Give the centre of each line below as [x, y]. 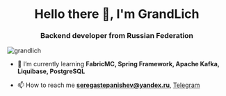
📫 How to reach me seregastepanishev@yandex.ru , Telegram [108, 85]
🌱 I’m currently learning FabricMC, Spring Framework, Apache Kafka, [118, 64]
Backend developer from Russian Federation [117, 36]
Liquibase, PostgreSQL [51, 71]
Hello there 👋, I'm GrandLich [117, 14]
